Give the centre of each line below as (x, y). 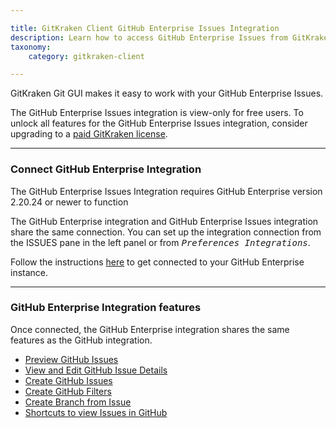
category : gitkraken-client (86, 56)
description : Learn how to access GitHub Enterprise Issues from (149, 37)
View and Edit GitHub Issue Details (96, 370)
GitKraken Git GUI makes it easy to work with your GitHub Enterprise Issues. (167, 93)
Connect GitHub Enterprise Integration (106, 169)
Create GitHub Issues (68, 380)
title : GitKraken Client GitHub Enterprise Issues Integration (145, 28)
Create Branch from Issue (78, 402)
